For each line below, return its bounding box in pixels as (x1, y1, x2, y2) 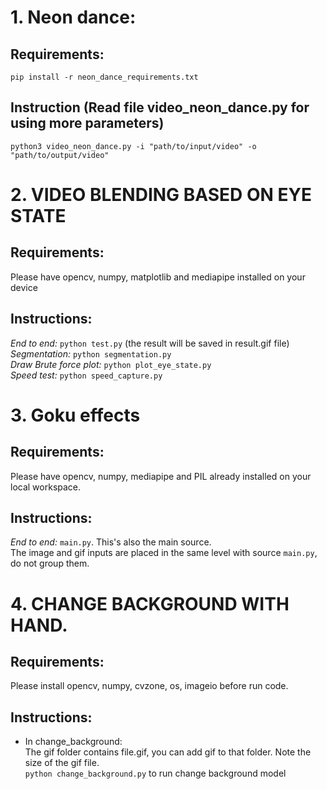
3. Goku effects (10, 404, 141, 426)
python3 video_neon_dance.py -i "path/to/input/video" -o (10, 141, 257, 151)
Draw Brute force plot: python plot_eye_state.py (10, 358, 212, 370)
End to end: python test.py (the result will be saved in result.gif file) (10, 337, 290, 349)
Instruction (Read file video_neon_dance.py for (10, 99, 310, 116)
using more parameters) (10, 115, 165, 132)
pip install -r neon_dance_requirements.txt (10, 72, 199, 82)
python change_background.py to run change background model (24, 767, 287, 780)
